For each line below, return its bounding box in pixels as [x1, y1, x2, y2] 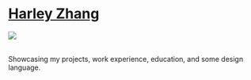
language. [8, 63, 41, 72]
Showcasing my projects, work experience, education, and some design [8, 54, 244, 63]
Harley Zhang [8, 5, 100, 23]
